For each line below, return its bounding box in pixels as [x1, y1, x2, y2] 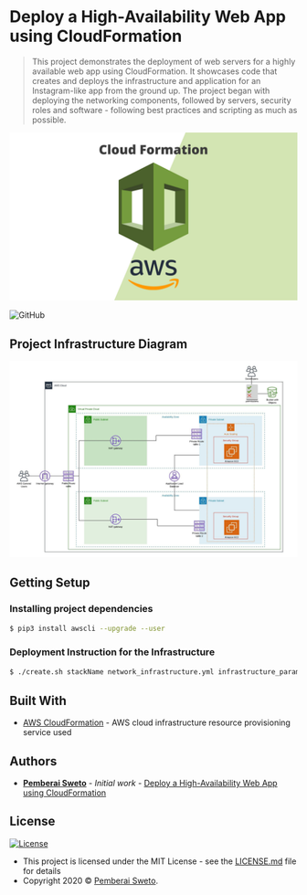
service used [22, 727, 72, 738]
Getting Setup [9, 575, 90, 591]
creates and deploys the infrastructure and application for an [31, 75, 261, 86]
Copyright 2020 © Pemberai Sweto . [22, 875, 158, 886]
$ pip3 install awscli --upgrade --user [9, 624, 166, 634]
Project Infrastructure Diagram [9, 336, 188, 352]
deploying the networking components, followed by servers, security [31, 94, 291, 106]
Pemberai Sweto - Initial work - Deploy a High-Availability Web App [22, 777, 278, 788]
